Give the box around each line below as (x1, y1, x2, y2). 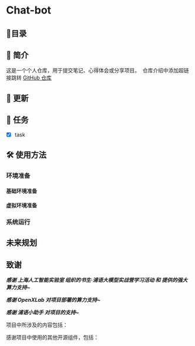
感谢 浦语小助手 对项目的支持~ (6, 309, 79, 316)
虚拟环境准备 (6, 202, 37, 209)
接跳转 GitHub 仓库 (6, 74, 52, 81)
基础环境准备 (6, 187, 37, 194)
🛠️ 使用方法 (6, 150, 47, 160)
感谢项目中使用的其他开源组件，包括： (6, 334, 99, 341)
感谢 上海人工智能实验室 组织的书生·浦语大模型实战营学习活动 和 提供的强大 (6, 277, 188, 284)
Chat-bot (6, 4, 52, 17)
